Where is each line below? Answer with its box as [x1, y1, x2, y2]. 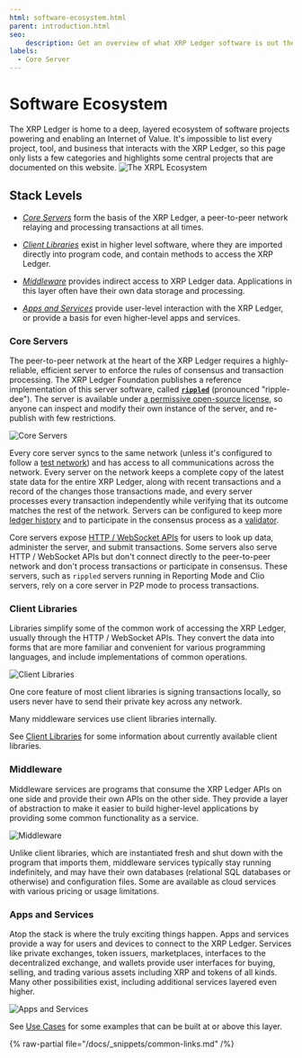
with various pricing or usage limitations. [9, 885, 160, 897]
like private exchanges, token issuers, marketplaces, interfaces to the [9, 947, 267, 958]
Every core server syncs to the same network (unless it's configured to [9, 448, 272, 459]
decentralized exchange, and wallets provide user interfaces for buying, [9, 957, 276, 968]
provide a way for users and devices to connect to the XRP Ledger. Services [9, 938, 292, 949]
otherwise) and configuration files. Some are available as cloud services [9, 876, 277, 887]
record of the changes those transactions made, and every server [9, 486, 253, 497]
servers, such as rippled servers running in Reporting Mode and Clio [9, 570, 265, 581]
